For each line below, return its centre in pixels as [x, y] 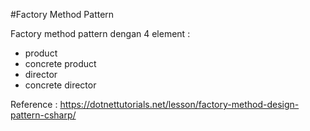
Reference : [34, 104]
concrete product [60, 63]
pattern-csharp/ [43, 115]
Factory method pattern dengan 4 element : [100, 33]
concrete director [60, 85]
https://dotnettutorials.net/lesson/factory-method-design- [179, 104]
